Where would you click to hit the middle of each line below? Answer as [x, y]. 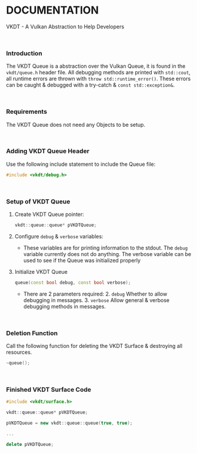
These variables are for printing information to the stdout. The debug [106, 248]
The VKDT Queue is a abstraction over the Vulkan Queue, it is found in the [96, 66]
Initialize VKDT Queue [41, 271]
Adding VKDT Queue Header [48, 151]
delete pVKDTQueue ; [30, 444]
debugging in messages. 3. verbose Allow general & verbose [96, 300]
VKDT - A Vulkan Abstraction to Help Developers [65, 27]
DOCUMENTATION [52, 10]
